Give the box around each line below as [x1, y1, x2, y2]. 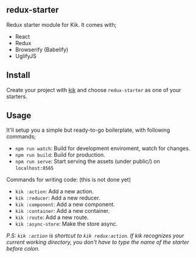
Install [6, 70, 30, 81]
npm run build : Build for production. [15, 151, 105, 159]
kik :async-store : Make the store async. [15, 220, 118, 228]
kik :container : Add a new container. [15, 207, 110, 215]
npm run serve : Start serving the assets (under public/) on [15, 158, 160, 165]
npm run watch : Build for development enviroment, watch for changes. [15, 145, 191, 152]
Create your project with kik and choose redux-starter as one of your [6, 86, 181, 93]
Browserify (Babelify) [15, 46, 69, 53]
